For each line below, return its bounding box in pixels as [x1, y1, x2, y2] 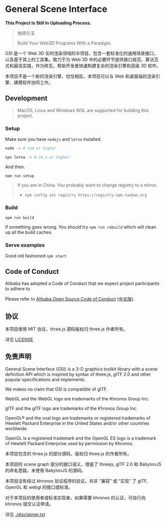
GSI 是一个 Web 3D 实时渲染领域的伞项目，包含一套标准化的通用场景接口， [5, 50, 159, 56]
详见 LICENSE [5, 336, 34, 343]
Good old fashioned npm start [5, 253, 67, 259]
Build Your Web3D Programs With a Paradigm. [17, 40, 112, 46]
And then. [5, 164, 25, 170]
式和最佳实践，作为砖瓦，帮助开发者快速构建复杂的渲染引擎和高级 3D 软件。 [5, 63, 161, 68]
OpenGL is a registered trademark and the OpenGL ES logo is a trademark [5, 435, 156, 441]
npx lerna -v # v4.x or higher [5, 155, 70, 160]
